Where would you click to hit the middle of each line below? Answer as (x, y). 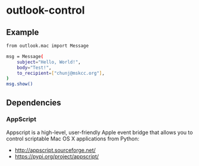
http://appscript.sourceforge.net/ (55, 150)
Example (23, 32)
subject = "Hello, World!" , (49, 62)
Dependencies (34, 102)
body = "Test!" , (34, 68)
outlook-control (45, 10)
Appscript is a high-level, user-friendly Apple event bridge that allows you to (99, 132)
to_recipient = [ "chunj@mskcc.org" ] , (61, 73)
